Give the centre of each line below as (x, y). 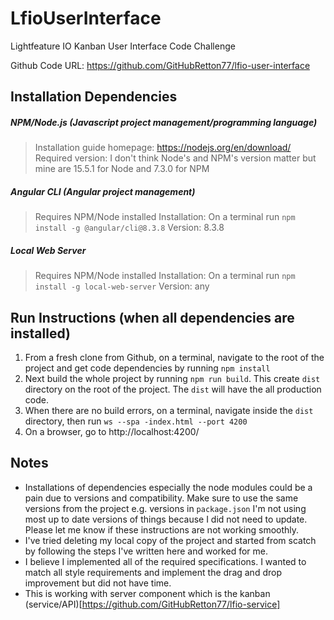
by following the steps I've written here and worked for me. (146, 551)
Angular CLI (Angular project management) (103, 191)
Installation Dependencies (94, 97)
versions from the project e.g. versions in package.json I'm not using (165, 508)
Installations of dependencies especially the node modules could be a (168, 487)
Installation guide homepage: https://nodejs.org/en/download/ (163, 148)
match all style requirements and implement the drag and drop (153, 572)
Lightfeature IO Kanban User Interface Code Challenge (123, 46)
